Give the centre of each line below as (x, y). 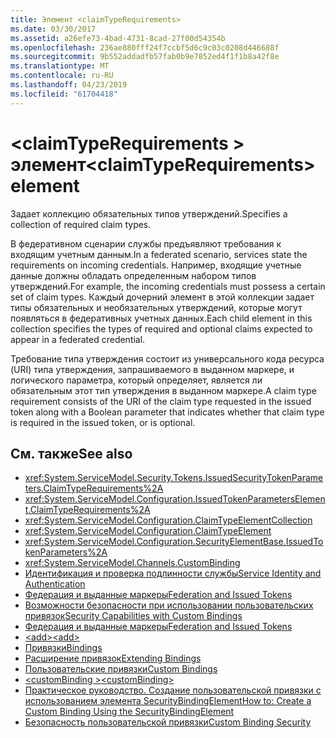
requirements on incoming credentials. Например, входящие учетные (156, 265)
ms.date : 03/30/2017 (53, 29)
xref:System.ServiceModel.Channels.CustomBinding (132, 563)
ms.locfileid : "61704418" (64, 94)
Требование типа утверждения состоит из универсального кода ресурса (167, 358)
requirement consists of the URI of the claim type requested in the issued (161, 401)
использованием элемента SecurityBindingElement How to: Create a (168, 701)
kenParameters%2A (66, 552)
